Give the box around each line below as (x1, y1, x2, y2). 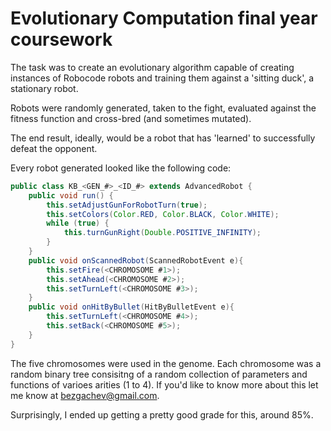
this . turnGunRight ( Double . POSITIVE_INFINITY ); (63, 228, 262, 238)
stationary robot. (10, 82, 79, 94)
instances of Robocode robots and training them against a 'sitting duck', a (10, 72, 315, 84)
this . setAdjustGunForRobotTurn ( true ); (46, 200, 208, 210)
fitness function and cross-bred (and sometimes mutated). (10, 112, 252, 124)
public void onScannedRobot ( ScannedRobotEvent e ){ (28, 255, 244, 266)
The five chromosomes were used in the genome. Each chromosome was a (10, 357, 322, 369)
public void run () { (28, 190, 114, 201)
